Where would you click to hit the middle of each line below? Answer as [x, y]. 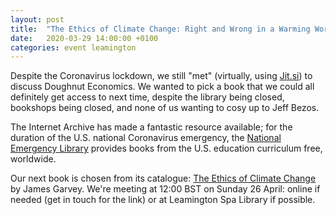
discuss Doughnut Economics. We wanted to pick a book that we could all [162, 87]
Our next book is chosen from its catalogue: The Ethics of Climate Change [163, 178]
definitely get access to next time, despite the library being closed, [147, 97]
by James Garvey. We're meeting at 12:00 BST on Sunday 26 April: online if [165, 189]
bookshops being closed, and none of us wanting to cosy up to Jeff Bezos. [165, 108]
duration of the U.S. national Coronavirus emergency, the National [146, 138]
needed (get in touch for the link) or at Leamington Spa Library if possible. [163, 200]
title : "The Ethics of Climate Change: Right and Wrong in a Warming [160, 29]
